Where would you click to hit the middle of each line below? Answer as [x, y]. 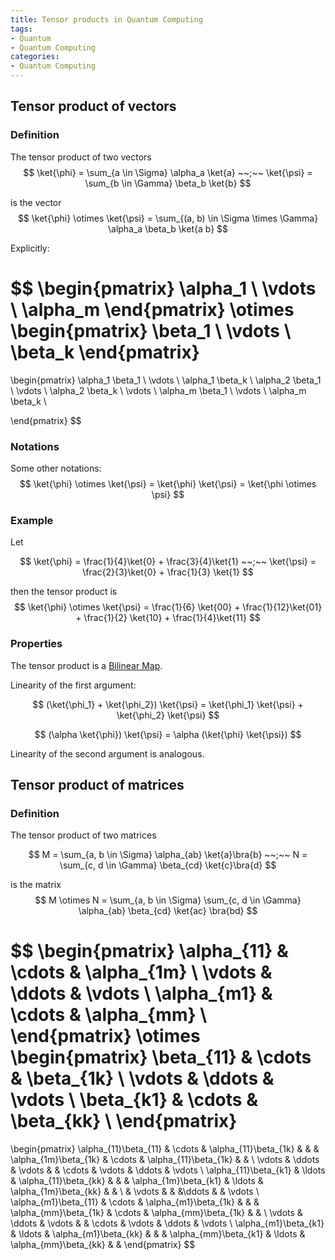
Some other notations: [56, 468]
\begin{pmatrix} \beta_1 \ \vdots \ [151, 330]
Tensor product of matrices [97, 784]
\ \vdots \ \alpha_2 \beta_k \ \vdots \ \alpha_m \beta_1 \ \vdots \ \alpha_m [158, 390]
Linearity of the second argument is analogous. [107, 753]
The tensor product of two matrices [83, 835]
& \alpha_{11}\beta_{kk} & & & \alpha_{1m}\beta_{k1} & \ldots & [137, 1181]
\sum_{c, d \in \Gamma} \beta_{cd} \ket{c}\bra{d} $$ [168, 865]
